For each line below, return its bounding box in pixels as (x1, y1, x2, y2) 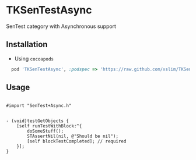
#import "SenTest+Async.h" (6, 103, 72, 109)
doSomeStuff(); (27, 129, 64, 134)
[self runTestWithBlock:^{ (16, 123, 82, 129)
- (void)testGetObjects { (6, 118, 69, 124)
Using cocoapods (14, 55, 54, 62)
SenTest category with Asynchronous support (6, 23, 117, 30)
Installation (6, 40, 48, 49)
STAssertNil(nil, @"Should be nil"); (27, 133, 118, 140)
